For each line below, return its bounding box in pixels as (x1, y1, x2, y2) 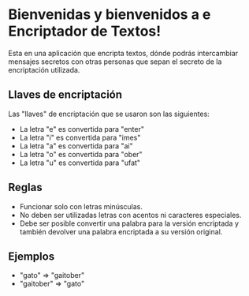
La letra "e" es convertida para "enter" (19, 124, 144, 133)
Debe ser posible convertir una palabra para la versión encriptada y (19, 219, 239, 228)
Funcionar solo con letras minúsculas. (19, 201, 143, 211)
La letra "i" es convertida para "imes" (19, 133, 141, 142)
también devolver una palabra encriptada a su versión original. (19, 227, 223, 236)
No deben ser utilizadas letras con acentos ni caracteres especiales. (19, 210, 242, 219)
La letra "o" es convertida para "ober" (19, 149, 143, 159)
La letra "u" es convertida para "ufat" (19, 158, 140, 167)
